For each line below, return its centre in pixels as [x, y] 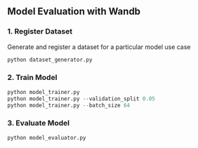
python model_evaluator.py [47, 137]
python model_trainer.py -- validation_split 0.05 [81, 99]
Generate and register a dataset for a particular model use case [99, 47]
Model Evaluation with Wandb [74, 12]
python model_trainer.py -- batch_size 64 [69, 105]
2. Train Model [32, 78]
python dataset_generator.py [50, 60]
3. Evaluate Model [39, 123]
